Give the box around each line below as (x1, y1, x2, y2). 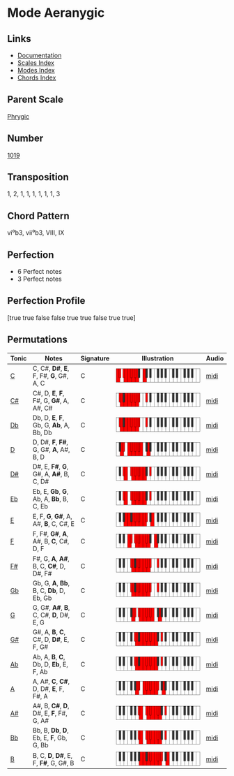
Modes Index (17, 66, 55, 74)
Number (7, 133, 44, 145)
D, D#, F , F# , (32, 438, 68, 446)
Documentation (17, 51, 62, 59)
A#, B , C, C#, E (32, 520, 75, 528)
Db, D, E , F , (32, 413, 65, 422)
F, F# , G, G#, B (32, 759, 75, 767)
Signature (80, 354, 110, 363)
